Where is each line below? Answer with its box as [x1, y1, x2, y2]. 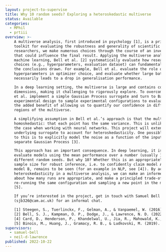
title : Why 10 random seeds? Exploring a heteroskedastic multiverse [5, 12, 152, 17]
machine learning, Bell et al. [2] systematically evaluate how [14, 58, 149, 63]
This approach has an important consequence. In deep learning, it [14, 148, 156, 153]
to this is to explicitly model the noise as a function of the [14, 135, 149, 140]
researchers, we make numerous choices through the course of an [14, 48, 152, 53]
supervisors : [5, 225, 32, 230]
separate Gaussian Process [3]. [14, 139, 81, 144]
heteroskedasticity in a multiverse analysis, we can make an [14, 171, 145, 176]
